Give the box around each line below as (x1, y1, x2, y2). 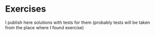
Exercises (5, 3, 46, 15)
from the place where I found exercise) (5, 24, 84, 30)
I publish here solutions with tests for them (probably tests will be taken (5, 19, 151, 25)
